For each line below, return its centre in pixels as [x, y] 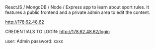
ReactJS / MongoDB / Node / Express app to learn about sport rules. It [77, 7]
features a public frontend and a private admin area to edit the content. [78, 12]
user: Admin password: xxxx [34, 41]
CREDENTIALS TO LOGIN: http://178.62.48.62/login [58, 31]
